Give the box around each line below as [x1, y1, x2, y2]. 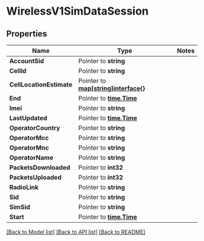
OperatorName [9, 153, 53, 162]
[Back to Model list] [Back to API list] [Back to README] [6, 228, 146, 236]
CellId [9, 67, 27, 75]
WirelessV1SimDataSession [6, 4, 149, 18]
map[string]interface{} [78, 84, 146, 93]
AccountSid [9, 57, 44, 65]
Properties [6, 29, 47, 39]
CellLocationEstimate [9, 80, 73, 89]
